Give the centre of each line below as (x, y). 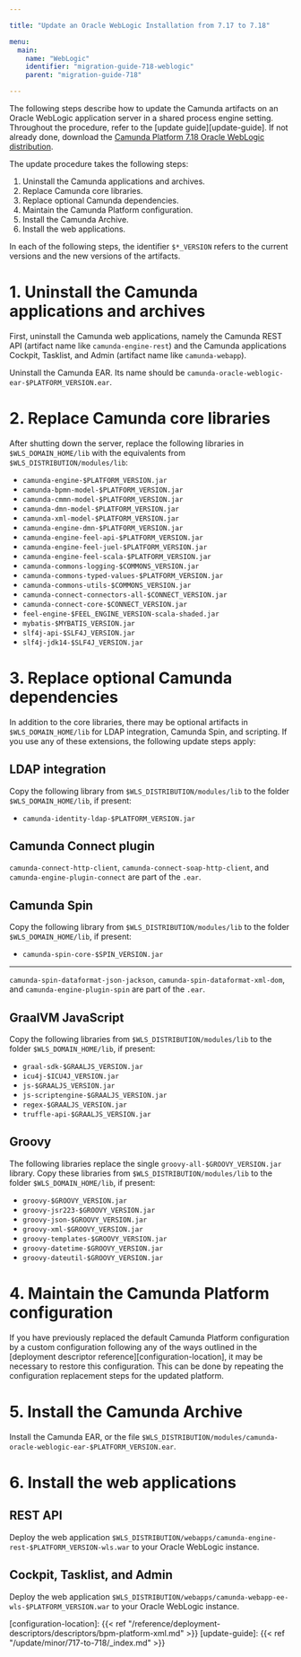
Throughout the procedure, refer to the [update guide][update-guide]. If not (149, 127)
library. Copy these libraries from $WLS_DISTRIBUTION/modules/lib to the (141, 1173)
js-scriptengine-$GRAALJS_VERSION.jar (95, 1096)
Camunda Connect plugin (82, 846)
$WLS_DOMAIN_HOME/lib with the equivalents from (98, 452)
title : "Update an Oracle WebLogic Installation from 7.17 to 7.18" (140, 25)
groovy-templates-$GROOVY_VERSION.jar (95, 1239)
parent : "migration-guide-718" (84, 75)
